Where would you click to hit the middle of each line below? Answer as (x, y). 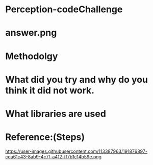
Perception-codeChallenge (64, 9)
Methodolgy (32, 56)
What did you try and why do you (76, 79)
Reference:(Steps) (45, 137)
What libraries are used (56, 114)
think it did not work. (50, 90)
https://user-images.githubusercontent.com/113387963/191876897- (76, 151)
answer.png (31, 33)
